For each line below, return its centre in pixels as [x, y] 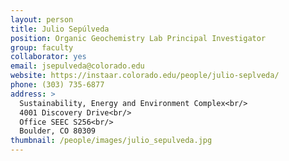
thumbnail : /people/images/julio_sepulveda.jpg [111, 141]
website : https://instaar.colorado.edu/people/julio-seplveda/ [145, 76]
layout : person [42, 19]
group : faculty [42, 47]
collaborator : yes [48, 57]
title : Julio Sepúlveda [60, 29]
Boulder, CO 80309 [58, 131]
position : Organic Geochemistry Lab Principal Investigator [138, 38]
